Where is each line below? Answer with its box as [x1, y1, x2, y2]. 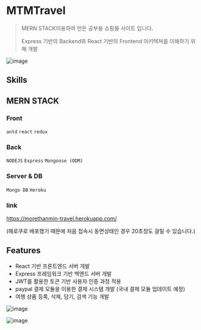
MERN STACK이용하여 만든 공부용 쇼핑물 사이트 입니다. [21, 24, 153, 32]
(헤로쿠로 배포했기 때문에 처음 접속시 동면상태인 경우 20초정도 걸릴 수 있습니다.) [6, 227, 196, 234]
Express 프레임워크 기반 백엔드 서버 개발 [15, 270, 112, 277]
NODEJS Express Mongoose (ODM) [6, 158, 83, 164]
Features [6, 245, 41, 256]
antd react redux [6, 129, 48, 135]
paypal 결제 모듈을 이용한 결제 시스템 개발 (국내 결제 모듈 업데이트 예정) [15, 285, 186, 292]
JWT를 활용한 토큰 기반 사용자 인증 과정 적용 [15, 278, 122, 285]
